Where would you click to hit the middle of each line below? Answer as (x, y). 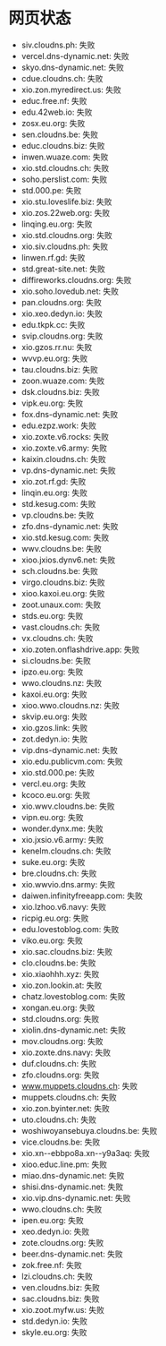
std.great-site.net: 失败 (63, 269)
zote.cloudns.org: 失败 (62, 1242)
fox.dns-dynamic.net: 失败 (70, 414)
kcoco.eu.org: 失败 (56, 794)
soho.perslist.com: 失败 (64, 179)
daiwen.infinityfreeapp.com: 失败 (82, 896)
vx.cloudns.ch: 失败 (57, 638)
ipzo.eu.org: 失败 (52, 672)
